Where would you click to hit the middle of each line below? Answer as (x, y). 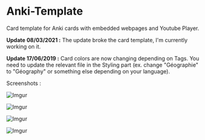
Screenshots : (24, 83)
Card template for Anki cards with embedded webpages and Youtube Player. (103, 28)
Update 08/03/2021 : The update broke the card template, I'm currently (97, 40)
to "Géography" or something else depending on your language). (88, 71)
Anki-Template (45, 11)
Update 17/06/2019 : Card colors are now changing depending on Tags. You (103, 58)
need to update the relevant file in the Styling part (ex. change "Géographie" (102, 65)
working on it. (24, 46)
